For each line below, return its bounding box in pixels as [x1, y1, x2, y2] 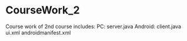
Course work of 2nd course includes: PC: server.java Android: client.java [5, 23, 182, 30]
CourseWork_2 [5, 4, 80, 17]
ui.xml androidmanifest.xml [5, 29, 71, 36]
